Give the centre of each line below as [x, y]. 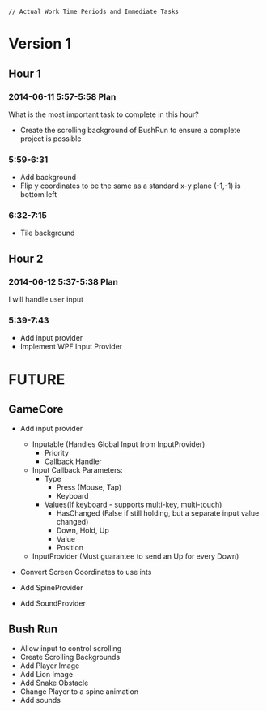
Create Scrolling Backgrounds [70, 657]
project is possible [51, 139]
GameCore [36, 409]
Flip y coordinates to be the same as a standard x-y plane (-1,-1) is [130, 186]
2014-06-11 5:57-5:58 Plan [62, 96]
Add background [48, 178]
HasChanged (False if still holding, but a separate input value [158, 513]
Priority [57, 453]
